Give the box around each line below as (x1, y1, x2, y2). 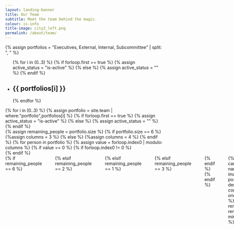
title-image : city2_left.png (5, 26, 66, 31)
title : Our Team (5, 12, 39, 17)
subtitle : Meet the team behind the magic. (5, 16, 97, 21)
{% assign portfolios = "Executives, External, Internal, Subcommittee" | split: (5, 44, 162, 50)
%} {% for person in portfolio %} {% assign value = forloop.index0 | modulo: (5, 139, 162, 145)
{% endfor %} (12, 97, 41, 103)
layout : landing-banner (5, 7, 55, 12)
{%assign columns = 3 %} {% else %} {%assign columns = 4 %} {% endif (5, 133, 158, 140)
